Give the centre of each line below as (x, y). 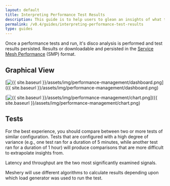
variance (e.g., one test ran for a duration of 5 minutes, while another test (81, 142)
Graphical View (30, 70)
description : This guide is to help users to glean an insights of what (83, 19)
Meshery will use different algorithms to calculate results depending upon (82, 172)
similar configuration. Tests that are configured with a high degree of (77, 136)
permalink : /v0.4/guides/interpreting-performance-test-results (74, 24)
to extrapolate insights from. (35, 152)
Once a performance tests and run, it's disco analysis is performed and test (84, 43)
